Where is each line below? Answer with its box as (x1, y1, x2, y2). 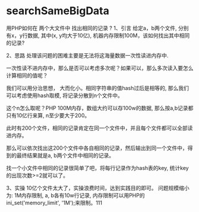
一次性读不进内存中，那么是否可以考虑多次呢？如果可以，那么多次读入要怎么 (6, 64, 194, 72)
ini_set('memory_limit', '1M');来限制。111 (6, 199, 103, 206)
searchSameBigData (6, 4, 110, 18)
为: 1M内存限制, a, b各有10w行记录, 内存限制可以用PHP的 (6, 191, 145, 199)
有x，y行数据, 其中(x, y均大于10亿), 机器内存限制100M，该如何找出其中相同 (6, 31, 190, 39)
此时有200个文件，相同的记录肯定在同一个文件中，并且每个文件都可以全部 (6, 124, 188, 131)
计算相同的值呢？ (6, 72, 48, 79)
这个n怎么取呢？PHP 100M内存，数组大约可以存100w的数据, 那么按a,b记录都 (6, 104, 194, 111)
